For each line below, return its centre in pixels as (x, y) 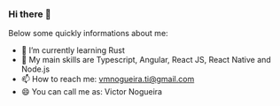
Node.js (35, 69)
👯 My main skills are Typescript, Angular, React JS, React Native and (146, 60)
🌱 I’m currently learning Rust (73, 50)
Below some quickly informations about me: (89, 34)
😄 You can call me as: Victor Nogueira (92, 92)
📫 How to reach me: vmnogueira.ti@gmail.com (108, 79)
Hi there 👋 (30, 14)
